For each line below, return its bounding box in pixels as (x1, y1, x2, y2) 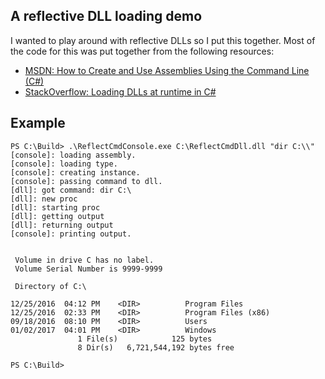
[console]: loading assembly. (10, 150, 137, 160)
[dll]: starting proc (10, 202, 101, 213)
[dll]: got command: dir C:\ (10, 185, 132, 195)
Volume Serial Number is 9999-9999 (14, 264, 163, 274)
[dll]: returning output (10, 220, 114, 230)
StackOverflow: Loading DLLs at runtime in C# (24, 85, 217, 98)
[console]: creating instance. (10, 167, 141, 178)
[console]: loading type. (10, 159, 118, 169)
